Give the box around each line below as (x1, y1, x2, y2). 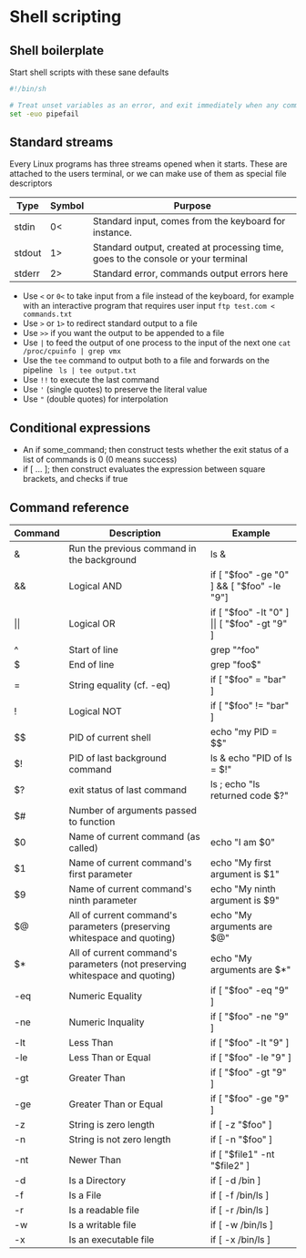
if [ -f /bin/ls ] (209, 1189, 270, 1202)
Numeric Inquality (68, 1016, 145, 1028)
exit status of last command (68, 783, 188, 796)
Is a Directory (68, 1174, 127, 1187)
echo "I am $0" (209, 836, 276, 849)
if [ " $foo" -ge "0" (209, 568, 290, 581)
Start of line (68, 644, 118, 657)
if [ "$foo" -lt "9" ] (209, 1037, 290, 1049)
